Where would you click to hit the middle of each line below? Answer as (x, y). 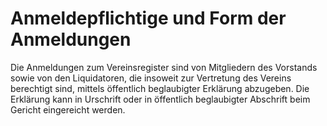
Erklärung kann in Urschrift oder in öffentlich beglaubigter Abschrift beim (160, 99)
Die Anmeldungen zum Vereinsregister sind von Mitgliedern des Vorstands (164, 67)
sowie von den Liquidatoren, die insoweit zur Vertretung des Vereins (151, 78)
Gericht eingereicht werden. (68, 109)
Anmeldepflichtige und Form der (148, 18)
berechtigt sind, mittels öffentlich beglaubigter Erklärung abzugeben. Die (160, 88)
